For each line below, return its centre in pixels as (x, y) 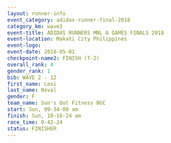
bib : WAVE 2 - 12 (32, 77)
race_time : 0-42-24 (35, 122)
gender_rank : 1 (29, 71)
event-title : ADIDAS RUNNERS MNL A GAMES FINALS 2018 (86, 33)
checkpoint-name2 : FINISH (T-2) (53, 58)
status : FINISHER (32, 129)
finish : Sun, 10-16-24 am (44, 115)
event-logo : (24, 45)
